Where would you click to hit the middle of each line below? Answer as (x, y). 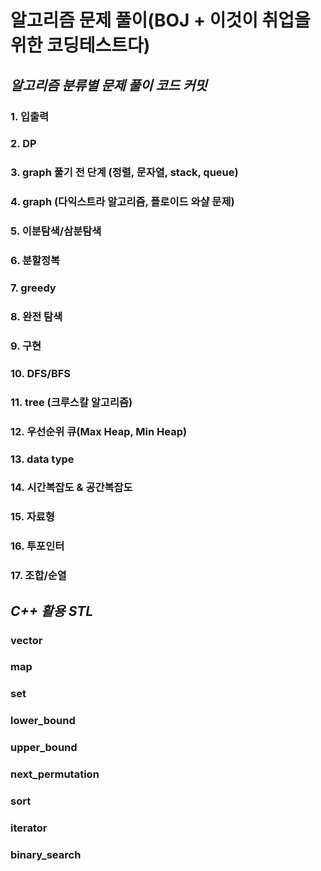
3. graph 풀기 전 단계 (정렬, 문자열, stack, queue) (124, 173)
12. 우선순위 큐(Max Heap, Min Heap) (99, 431)
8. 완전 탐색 (36, 316)
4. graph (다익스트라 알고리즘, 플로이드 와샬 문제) (122, 202)
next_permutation (55, 774)
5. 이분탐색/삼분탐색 (56, 231)
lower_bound (43, 721)
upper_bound (44, 748)
